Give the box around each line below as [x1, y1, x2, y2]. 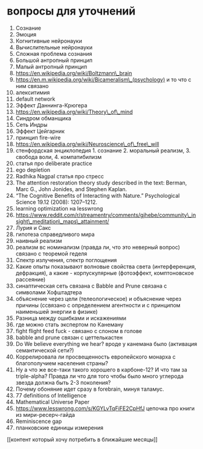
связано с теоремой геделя [15, 250, 88, 257]
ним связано [15, 82, 49, 89]
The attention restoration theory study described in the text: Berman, [15, 179, 187, 186]
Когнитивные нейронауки [15, 37, 82, 44]
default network [15, 95, 56, 103]
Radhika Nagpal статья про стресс [15, 172, 105, 180]
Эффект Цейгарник [15, 127, 65, 135]
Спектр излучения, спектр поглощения [15, 256, 117, 263]
